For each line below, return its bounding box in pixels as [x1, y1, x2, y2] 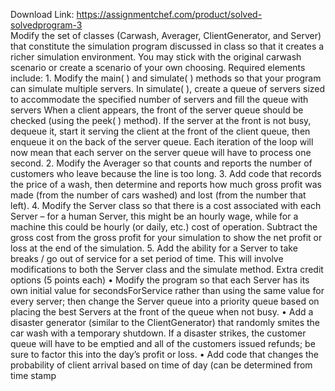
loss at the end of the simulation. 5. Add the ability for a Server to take [10, 242, 298, 254]
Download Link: [10, 9, 75, 20]
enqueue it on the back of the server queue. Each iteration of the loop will [10, 136, 314, 148]
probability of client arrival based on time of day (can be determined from [10, 359, 313, 371]
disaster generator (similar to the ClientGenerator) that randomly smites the [10, 317, 320, 328]
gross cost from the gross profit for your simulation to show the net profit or [10, 232, 323, 243]
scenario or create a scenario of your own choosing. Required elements [10, 62, 306, 73]
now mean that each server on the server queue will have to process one [10, 147, 312, 158]
